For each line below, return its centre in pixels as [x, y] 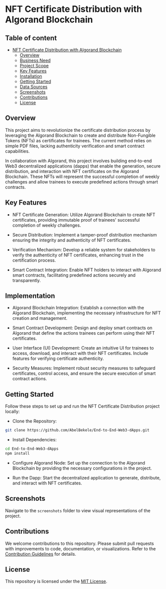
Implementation [30, 296]
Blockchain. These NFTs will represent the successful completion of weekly [82, 177]
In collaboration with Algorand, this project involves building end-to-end [79, 161]
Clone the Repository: [34, 421]
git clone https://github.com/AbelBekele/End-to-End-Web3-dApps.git [77, 430]
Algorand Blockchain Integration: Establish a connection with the [78, 308]
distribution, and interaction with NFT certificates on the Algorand [72, 171]
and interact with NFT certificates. [47, 483]
